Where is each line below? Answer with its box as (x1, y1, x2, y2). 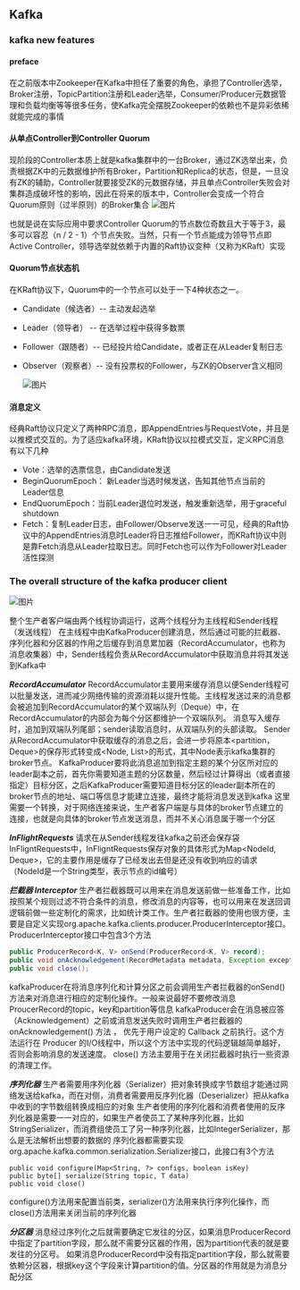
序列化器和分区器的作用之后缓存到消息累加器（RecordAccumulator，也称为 (9, 638, 286, 649)
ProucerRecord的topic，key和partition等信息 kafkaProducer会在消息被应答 (9, 1004, 285, 1014)
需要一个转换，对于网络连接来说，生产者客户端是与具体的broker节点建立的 (9, 802, 284, 813)
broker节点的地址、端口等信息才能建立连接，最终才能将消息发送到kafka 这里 (9, 791, 291, 802)
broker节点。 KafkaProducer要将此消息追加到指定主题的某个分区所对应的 (9, 758, 279, 768)
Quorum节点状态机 (9, 263, 80, 274)
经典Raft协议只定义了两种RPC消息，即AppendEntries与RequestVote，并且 (9, 423, 282, 434)
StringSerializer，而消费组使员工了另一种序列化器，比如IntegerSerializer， (9, 1124, 283, 1134)
